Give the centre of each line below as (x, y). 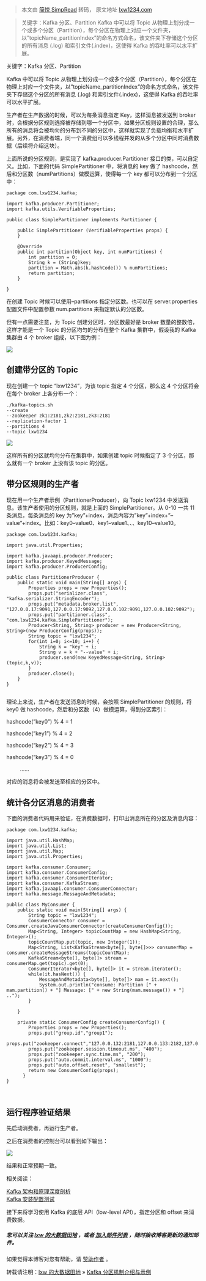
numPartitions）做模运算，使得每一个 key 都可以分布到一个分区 (118, 174)
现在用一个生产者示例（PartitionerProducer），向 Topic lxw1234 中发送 (95, 500)
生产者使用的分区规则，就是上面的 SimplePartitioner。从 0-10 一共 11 (109, 507)
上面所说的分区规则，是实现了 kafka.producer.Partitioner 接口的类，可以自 (100, 159)
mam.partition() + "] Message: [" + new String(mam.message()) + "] (95, 990)
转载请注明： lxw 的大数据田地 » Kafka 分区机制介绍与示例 (79, 1272)
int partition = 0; (53, 257)
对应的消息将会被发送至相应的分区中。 (54, 781)
